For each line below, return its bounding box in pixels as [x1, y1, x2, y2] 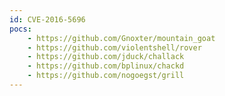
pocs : [9, 24, 32, 34]
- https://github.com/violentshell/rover [27, 42, 202, 53]
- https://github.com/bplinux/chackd [27, 61, 185, 71]
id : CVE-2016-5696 [9, 14, 86, 25]
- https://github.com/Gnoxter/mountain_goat [27, 33, 216, 43]
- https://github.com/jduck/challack [27, 52, 185, 62]
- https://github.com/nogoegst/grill [27, 71, 185, 81]
